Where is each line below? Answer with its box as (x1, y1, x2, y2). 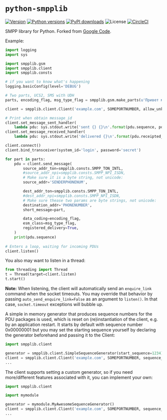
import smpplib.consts (5, 70, 52, 76)
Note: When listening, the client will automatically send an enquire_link (5, 286, 152, 292)
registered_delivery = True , (23, 225, 79, 230)
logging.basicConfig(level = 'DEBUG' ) (5, 84, 81, 89)
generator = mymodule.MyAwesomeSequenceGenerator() (5, 402, 114, 407)
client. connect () (5, 143, 41, 148)
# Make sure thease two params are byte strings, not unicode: (23, 198, 157, 203)
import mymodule (5, 393, 39, 398)
